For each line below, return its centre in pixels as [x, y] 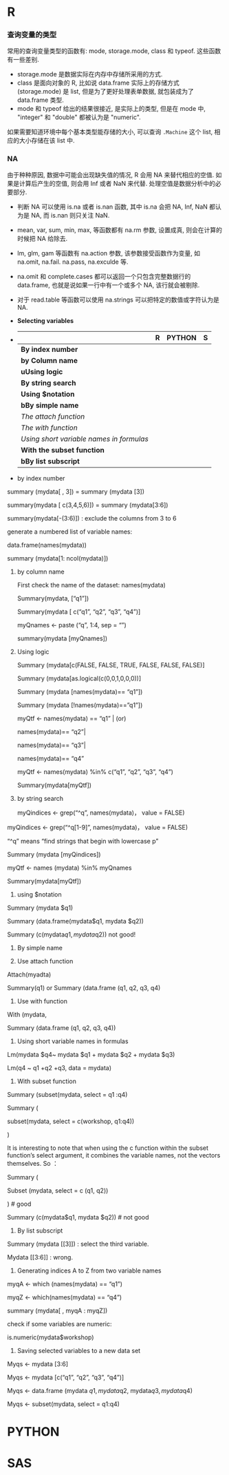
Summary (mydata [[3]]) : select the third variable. [78, 1244]
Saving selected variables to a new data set [79, 1350]
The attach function [53, 416]
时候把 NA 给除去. [42, 238]
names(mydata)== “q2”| [51, 731]
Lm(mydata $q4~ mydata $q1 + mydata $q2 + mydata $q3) [91, 1054]
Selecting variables [45, 320]
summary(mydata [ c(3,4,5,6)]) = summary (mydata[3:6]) [88, 505]
